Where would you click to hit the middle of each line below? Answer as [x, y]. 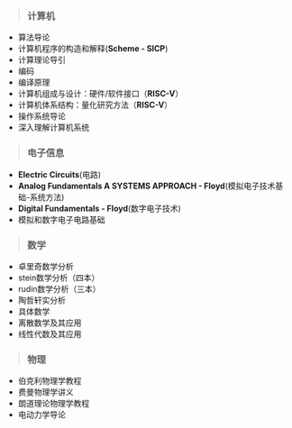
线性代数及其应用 [50, 333]
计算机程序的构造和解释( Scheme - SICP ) [93, 49]
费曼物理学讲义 [46, 392]
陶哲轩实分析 [41, 300]
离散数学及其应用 [50, 323]
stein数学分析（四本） [59, 278]
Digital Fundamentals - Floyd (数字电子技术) [100, 208]
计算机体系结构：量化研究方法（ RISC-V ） [95, 105]
